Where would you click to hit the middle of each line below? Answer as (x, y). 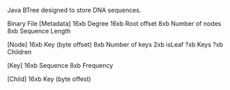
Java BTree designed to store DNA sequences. (74, 10)
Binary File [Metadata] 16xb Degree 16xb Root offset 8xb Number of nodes (114, 23)
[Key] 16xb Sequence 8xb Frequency (60, 65)
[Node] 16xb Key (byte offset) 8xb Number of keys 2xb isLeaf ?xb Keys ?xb (115, 44)
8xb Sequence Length (39, 31)
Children (20, 52)
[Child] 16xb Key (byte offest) (49, 79)
